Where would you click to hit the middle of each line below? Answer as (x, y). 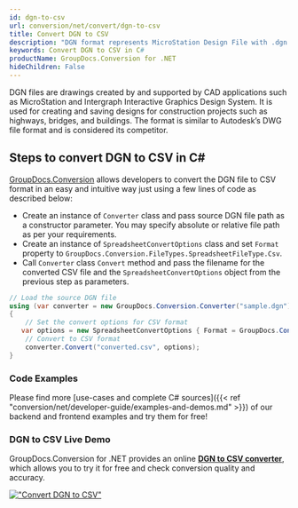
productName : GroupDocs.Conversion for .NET (93, 59)
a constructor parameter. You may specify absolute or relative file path (151, 225)
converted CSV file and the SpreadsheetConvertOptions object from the (151, 272)
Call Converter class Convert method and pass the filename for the (143, 262)
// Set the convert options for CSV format (107, 322)
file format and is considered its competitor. (89, 130)
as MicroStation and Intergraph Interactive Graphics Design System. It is (141, 101)
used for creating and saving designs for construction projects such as (138, 111)
